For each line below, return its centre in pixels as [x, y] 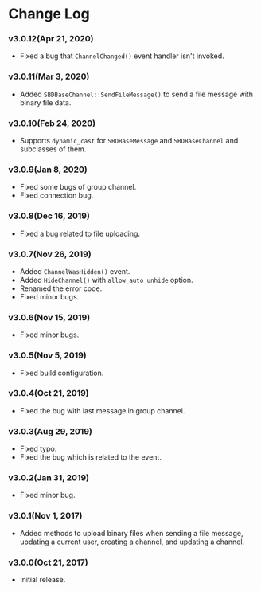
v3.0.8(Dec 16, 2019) [49, 216]
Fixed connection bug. [56, 195]
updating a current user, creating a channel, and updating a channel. [132, 542]
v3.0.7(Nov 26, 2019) [50, 254]
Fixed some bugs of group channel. [78, 187]
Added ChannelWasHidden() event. [75, 271]
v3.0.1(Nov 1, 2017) [45, 516]
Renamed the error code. [61, 288]
